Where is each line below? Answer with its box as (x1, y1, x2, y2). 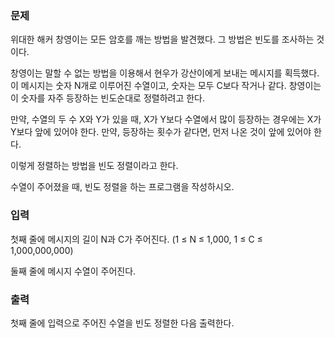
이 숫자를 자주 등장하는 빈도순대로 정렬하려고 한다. (10, 92, 206, 104)
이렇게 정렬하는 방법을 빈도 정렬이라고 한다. (10, 160, 179, 172)
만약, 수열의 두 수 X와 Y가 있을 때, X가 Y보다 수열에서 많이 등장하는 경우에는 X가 (10, 113, 322, 126)
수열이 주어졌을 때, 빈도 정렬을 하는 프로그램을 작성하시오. (10, 181, 235, 193)
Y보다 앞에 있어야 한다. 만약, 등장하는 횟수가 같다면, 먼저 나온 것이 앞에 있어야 (10, 126, 312, 138)
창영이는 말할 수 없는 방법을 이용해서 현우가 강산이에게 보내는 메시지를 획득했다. (10, 67, 320, 79)
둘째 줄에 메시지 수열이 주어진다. (10, 265, 137, 277)
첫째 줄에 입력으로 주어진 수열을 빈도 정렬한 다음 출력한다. (10, 317, 235, 329)
